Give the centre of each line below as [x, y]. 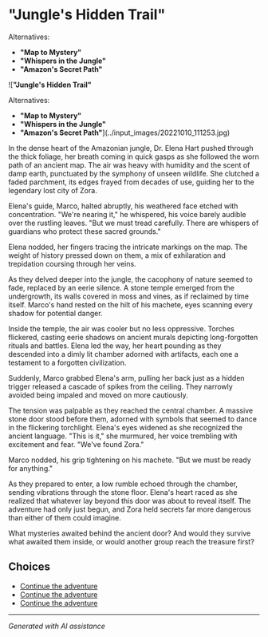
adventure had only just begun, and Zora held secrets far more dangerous [130, 509]
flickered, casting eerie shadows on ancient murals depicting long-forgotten [133, 337]
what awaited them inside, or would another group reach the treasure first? [132, 541]
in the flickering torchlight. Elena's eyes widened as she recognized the [126, 427]
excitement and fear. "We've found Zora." [76, 444]
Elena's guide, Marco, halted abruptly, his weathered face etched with [123, 206]
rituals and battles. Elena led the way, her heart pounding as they [115, 346]
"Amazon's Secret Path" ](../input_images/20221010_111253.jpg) [125, 133]
